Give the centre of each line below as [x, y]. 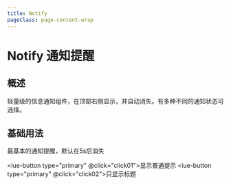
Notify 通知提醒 [51, 56]
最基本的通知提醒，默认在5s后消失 [56, 151]
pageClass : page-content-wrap [51, 20]
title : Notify [27, 13]
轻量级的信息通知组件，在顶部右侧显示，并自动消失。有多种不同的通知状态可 [115, 101]
